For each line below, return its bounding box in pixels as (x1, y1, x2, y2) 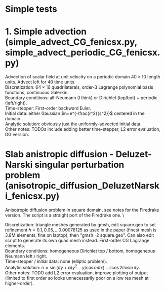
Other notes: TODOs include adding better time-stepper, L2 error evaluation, (5, 126, 161, 132)
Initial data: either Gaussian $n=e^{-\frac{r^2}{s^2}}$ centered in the (5, 110, 145, 116)
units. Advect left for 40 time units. (5, 79, 76, 85)
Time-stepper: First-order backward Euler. (5, 105, 91, 111)
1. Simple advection (5, 26, 87, 37)
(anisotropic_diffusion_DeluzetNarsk (5, 180, 160, 191)
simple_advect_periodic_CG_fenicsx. (5, 47, 161, 58)
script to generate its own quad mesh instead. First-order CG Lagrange (5, 238, 150, 244)
